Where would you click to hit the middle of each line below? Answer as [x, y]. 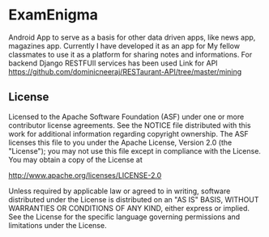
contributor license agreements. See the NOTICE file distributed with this [130, 125]
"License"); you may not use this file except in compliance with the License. [135, 150]
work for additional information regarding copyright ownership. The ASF [128, 133]
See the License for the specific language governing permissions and [124, 217]
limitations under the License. [58, 225]
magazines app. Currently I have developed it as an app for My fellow [124, 45]
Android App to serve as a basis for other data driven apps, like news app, [132, 37]
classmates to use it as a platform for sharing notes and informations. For [130, 54]
